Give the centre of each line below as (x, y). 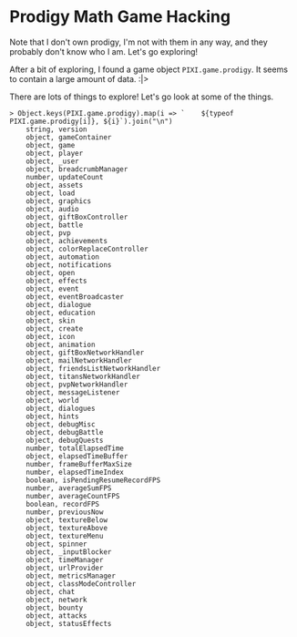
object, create (55, 329)
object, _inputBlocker (69, 552)
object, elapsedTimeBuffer (77, 456)
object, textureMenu (65, 536)
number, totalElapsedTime (75, 448)
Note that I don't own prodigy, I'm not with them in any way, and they (139, 42)
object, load (51, 193)
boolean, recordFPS (63, 504)
